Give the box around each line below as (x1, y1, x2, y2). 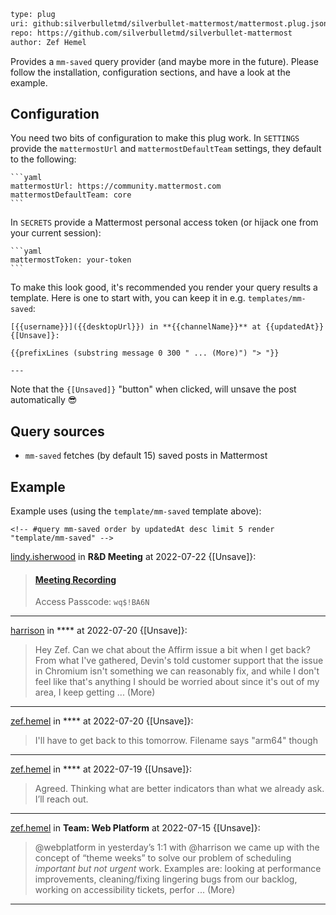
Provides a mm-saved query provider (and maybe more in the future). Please (10, 55, 319, 67)
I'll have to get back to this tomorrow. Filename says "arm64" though (34, 735, 318, 747)
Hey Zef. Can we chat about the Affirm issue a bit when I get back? (34, 644, 311, 656)
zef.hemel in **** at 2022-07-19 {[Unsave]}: (10, 763, 193, 775)
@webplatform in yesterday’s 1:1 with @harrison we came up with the (34, 841, 320, 854)
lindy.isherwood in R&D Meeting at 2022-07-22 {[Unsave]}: (10, 550, 257, 562)
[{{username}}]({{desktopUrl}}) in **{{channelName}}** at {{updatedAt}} (10, 322, 325, 332)
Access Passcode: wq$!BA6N (34, 596, 150, 608)
